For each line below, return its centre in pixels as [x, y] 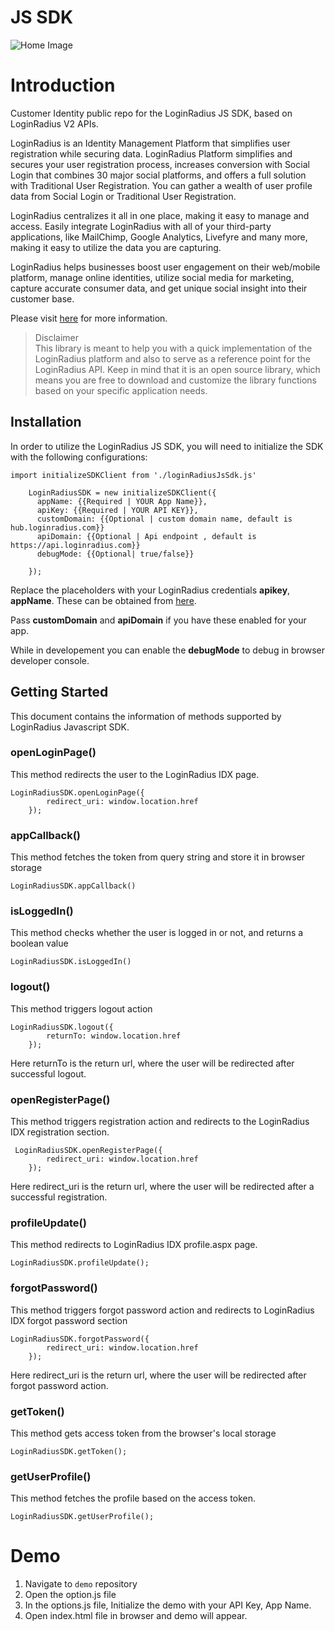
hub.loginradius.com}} [57, 527]
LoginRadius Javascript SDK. [70, 727]
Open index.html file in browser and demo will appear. [136, 1616]
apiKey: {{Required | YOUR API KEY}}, [117, 510]
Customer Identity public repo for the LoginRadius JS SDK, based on [151, 113]
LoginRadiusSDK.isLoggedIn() [71, 962]
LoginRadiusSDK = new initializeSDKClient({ [122, 492]
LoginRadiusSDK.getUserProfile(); [82, 1517]
